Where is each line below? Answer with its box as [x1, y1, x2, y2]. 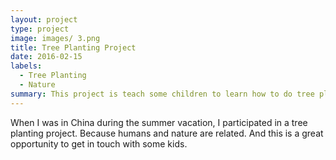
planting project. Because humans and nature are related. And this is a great [10, 127, 324, 139]
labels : [10, 61, 43, 71]
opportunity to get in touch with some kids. [10, 137, 188, 150]
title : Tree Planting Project [10, 42, 137, 53]
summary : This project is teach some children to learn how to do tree [10, 89, 315, 99]
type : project [10, 24, 70, 34]
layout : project [10, 14, 78, 25]
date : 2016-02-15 [10, 52, 83, 62]
